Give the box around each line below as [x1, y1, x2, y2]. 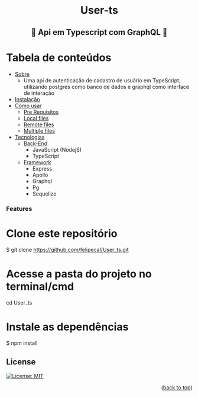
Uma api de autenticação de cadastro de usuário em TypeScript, [23, 76, 181, 84]
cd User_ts [6, 299, 33, 306]
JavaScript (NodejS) [32, 146, 82, 153]
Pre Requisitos [23, 108, 59, 116]
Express [32, 165, 52, 172]
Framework [23, 158, 51, 166]
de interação [23, 89, 55, 97]
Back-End [23, 140, 48, 147]
